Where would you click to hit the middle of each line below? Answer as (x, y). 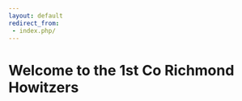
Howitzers (44, 87)
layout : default (36, 16)
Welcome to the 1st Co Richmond (121, 70)
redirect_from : (34, 23)
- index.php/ (34, 30)
